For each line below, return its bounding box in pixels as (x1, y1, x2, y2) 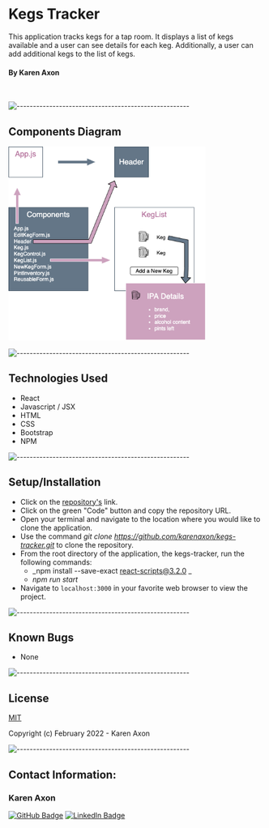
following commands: (19, 557, 92, 567)
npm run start (32, 574, 79, 584)
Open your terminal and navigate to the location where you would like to (19, 514, 261, 523)
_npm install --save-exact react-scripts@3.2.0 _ (32, 566, 192, 575)
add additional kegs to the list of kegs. (8, 49, 136, 58)
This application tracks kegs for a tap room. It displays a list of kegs (8, 32, 233, 41)
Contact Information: (8, 767, 117, 782)
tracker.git (19, 540, 55, 549)
